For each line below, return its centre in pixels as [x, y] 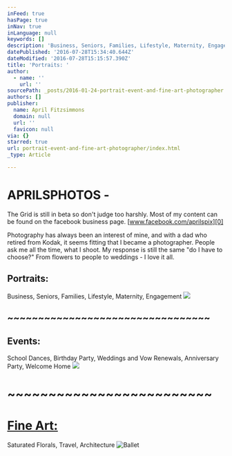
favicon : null [33, 129]
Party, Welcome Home [39, 366]
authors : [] [24, 97]
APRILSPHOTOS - [58, 195]
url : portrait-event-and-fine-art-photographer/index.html [94, 149]
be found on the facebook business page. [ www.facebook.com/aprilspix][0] [115, 221]
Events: [24, 342]
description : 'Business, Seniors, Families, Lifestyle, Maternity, [106, 46]
